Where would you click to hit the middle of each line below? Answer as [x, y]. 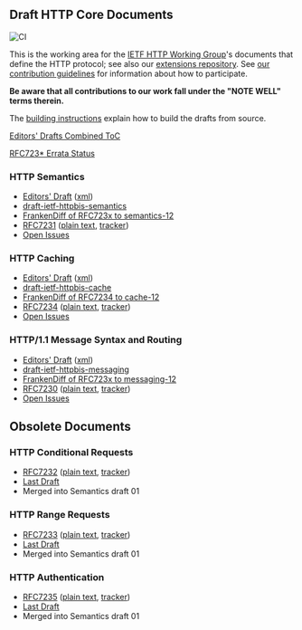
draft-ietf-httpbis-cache [67, 288]
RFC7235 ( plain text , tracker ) [76, 597]
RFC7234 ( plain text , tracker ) [76, 307]
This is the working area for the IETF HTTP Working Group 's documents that [151, 54]
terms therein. [37, 100]
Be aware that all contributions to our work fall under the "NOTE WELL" [146, 91]
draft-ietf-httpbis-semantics [75, 206]
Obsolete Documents [70, 427]
